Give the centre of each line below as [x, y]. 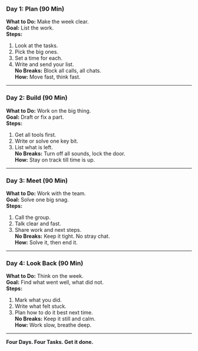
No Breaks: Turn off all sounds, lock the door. [70, 153]
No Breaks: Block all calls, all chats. [58, 71]
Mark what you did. [38, 300]
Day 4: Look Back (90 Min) [45, 263]
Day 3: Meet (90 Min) [37, 181]
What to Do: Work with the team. [46, 193]
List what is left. [34, 147]
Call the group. [33, 217]
